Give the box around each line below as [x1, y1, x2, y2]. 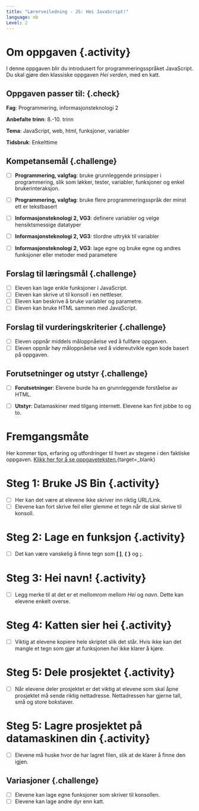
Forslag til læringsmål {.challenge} [6, 269, 137, 279]
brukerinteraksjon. [14, 185, 60, 192]
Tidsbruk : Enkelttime [6, 139, 58, 146]
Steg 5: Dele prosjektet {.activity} [6, 666, 175, 679]
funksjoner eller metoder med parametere [14, 251, 118, 258]
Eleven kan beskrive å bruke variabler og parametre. [14, 298, 143, 305]
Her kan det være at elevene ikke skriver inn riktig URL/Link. [14, 497, 162, 504]
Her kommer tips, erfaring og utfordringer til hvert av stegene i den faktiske [6, 450, 190, 457]
